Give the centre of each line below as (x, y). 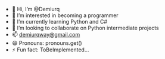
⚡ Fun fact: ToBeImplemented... (50, 50)
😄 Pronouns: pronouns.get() (47, 43)
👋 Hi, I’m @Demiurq (36, 9)
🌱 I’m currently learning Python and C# (60, 22)
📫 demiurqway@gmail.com (46, 35)
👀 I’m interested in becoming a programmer (65, 15)
